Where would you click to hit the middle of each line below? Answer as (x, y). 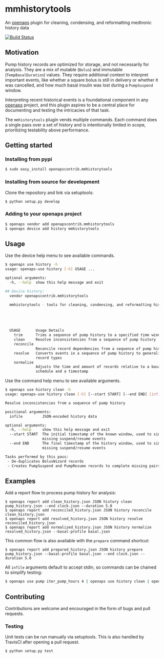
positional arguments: (28, 412)
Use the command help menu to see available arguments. (63, 381)
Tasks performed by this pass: (37, 457)
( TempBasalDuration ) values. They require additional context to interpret (77, 75)
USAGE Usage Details (37, 331)
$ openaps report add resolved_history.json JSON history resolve (74, 519)
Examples (20, 481)
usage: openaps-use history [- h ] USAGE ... (50, 269)
